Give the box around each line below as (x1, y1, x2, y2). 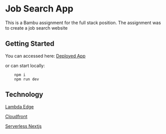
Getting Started (5, 40, 55, 48)
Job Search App (5, 3, 74, 15)
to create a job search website (5, 25, 68, 31)
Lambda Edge (5, 103, 34, 109)
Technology (5, 90, 44, 99)
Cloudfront (5, 113, 28, 119)
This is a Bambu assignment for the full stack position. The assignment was (5, 20, 161, 26)
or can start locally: (5, 62, 45, 68)
